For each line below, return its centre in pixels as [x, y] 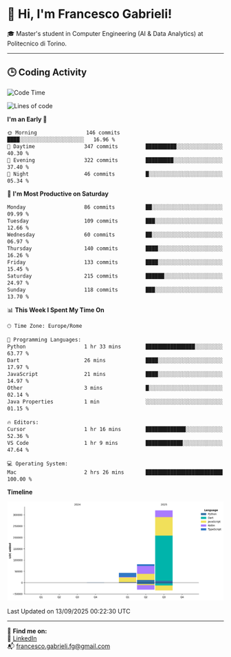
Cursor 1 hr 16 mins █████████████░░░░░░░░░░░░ [115, 429]
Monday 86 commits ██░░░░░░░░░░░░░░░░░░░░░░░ [115, 207]
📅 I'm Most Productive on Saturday [58, 194]
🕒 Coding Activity [47, 73]
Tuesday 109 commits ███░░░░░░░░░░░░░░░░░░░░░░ [115, 221]
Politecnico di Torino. [37, 43]
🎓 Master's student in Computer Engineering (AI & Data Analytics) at [105, 33]
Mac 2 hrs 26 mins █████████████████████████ [115, 472]
